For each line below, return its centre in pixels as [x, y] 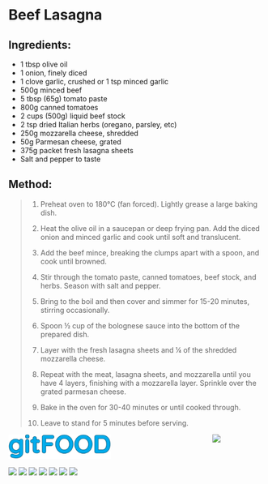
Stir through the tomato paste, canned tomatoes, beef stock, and [148, 276]
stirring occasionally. [75, 310]
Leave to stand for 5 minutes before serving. [114, 422]
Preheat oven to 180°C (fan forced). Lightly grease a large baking [149, 203]
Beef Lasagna [55, 15]
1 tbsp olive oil [44, 64]
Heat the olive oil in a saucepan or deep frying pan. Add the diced [150, 228]
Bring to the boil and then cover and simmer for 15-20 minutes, [145, 301]
